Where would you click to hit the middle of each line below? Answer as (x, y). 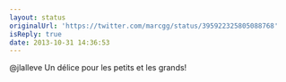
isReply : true (36, 34)
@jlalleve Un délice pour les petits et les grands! (98, 68)
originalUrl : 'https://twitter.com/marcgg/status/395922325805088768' (144, 26)
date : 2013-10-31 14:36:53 (60, 42)
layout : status (38, 17)
